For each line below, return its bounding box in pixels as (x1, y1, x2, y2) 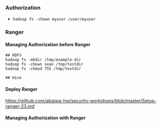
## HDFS (5, 53, 22, 58)
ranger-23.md (5, 103, 35, 109)
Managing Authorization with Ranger (5, 115, 86, 121)
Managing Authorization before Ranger (5, 41, 91, 47)
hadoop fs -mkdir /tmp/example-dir (5, 57, 82, 63)
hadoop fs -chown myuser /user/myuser (12, 17, 96, 22)
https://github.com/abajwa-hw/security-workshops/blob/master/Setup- (5, 97, 157, 104)
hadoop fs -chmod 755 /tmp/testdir (5, 66, 82, 71)
